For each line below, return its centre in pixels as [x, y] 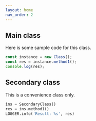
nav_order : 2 [19, 15]
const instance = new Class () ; [39, 57]
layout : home [19, 10]
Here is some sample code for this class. [48, 48]
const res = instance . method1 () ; [41, 62]
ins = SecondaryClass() [31, 104]
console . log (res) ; [25, 67]
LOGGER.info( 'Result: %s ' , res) [40, 114]
